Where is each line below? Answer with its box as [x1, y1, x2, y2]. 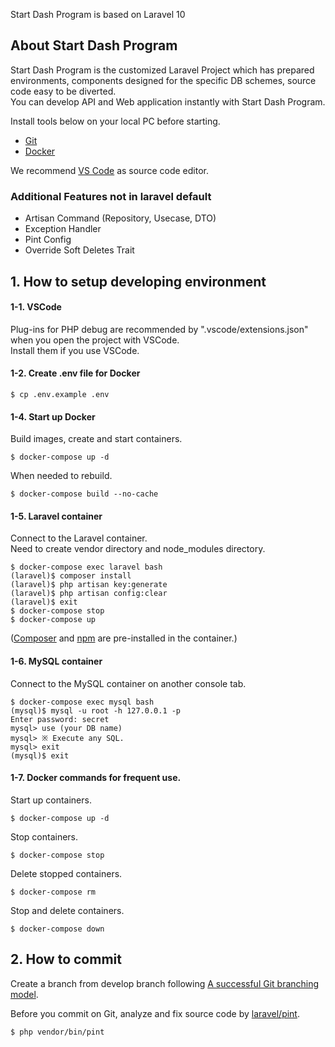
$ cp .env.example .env [10, 389, 110, 399]
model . [10, 988, 39, 1000]
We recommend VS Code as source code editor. [10, 164, 209, 176]
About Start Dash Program [10, 37, 178, 54]
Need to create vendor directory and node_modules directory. [10, 543, 266, 555]
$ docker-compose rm [10, 887, 97, 897]
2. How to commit [10, 951, 122, 968]
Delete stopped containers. [10, 867, 123, 879]
